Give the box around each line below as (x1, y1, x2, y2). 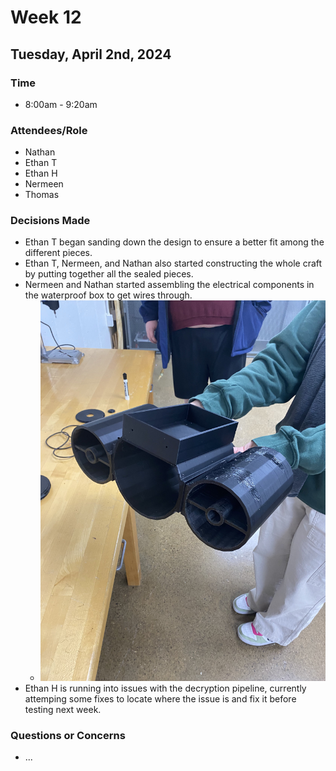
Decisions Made (10, 214, 91, 228)
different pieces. (24, 247, 93, 259)
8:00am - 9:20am (24, 98, 98, 110)
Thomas (24, 189, 60, 201)
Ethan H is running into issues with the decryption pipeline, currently (24, 682, 307, 694)
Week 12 (10, 6, 82, 29)
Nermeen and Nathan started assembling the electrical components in (24, 279, 315, 291)
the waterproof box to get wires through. (24, 289, 193, 301)
